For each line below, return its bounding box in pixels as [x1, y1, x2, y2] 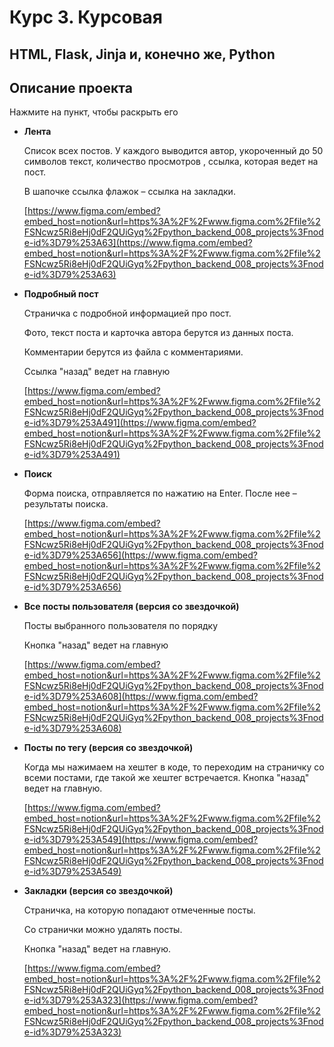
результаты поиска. [23, 498, 109, 510]
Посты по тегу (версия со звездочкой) [23, 742, 194, 754]
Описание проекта [9, 79, 133, 96]
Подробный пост [23, 288, 99, 300]
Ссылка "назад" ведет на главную [23, 366, 171, 378]
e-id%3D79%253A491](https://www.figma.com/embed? [23, 417, 257, 429]
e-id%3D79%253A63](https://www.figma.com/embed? [23, 237, 253, 249]
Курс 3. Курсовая [9, 6, 164, 29]
